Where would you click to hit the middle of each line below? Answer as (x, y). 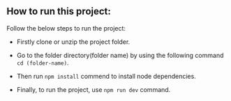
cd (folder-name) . (43, 63)
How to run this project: (59, 11)
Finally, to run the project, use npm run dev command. (94, 89)
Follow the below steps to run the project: (66, 28)
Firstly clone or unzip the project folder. (73, 42)
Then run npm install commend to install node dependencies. (106, 76)
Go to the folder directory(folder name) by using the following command (120, 55)
